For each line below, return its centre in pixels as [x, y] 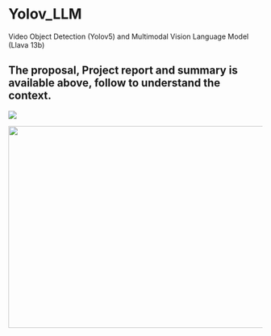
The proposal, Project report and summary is [123, 71]
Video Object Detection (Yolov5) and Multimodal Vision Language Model [129, 36]
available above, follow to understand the [115, 83]
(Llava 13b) [27, 44]
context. [30, 96]
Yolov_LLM [45, 14]
